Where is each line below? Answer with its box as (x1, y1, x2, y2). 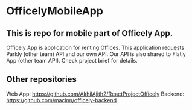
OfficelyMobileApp (6, 4, 104, 18)
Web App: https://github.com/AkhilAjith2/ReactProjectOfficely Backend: (6, 90, 185, 97)
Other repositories (6, 74, 77, 85)
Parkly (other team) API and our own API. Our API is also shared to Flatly (6, 50, 186, 58)
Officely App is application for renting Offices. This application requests (6, 44, 185, 51)
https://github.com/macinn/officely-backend (6, 96, 117, 103)
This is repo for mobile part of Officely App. (6, 28, 173, 38)
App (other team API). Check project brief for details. (6, 57, 138, 64)
